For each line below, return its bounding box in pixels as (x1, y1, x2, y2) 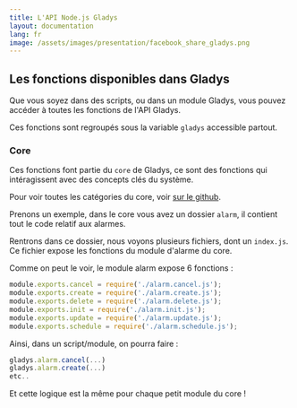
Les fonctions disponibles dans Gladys (9, 71, 230, 86)
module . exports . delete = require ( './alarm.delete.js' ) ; (9, 297, 222, 306)
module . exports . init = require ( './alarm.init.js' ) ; (9, 305, 206, 314)
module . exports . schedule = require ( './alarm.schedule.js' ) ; (9, 322, 239, 331)
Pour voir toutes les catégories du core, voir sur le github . (9, 192, 222, 203)
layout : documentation (9, 22, 94, 30)
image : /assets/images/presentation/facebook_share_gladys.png (9, 38, 250, 48)
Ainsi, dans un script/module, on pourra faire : (9, 338, 179, 349)
